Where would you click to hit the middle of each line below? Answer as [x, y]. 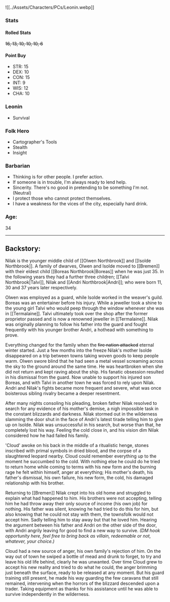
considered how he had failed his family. [47, 436]
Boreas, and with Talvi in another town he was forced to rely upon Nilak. [80, 383]
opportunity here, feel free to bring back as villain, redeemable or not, [78, 536]
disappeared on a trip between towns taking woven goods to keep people [82, 356]
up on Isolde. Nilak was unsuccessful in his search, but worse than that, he [83, 425]
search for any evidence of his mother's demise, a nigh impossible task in [82, 409]
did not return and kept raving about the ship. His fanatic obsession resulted [84, 372]
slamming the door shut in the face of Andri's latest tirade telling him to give [84, 420]
